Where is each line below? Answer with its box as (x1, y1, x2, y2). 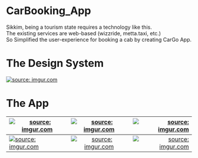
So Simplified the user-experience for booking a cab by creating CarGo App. (6, 36, 192, 43)
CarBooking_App (6, 4, 91, 18)
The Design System (6, 57, 104, 70)
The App (6, 97, 49, 110)
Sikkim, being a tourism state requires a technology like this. (6, 23, 152, 31)
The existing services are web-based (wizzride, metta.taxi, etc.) (6, 29, 161, 36)
